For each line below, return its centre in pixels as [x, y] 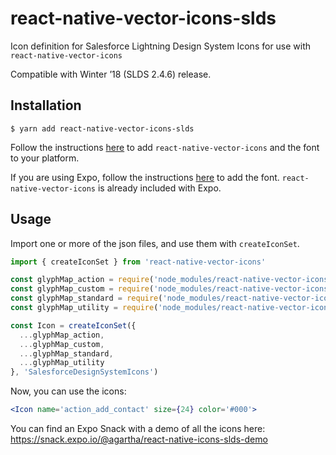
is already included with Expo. [159, 188]
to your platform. [45, 158]
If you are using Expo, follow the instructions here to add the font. [145, 177]
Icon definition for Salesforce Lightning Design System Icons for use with [161, 46]
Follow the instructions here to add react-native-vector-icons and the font [165, 147]
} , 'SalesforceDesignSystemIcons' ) [84, 372]
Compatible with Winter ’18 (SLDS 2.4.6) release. [111, 74]
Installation [46, 105]
